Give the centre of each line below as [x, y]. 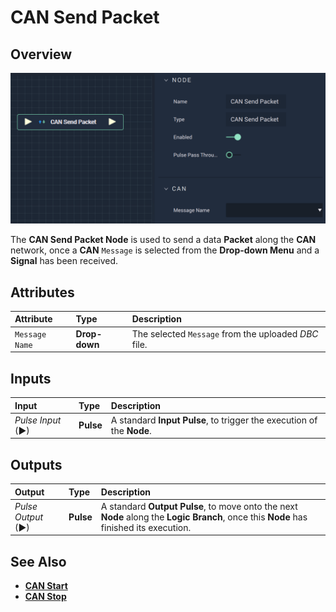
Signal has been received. [64, 261]
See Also [38, 561]
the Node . [131, 430]
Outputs [36, 464]
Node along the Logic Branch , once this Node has [204, 517]
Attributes [42, 292]
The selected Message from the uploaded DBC [225, 333]
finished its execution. [146, 527]
